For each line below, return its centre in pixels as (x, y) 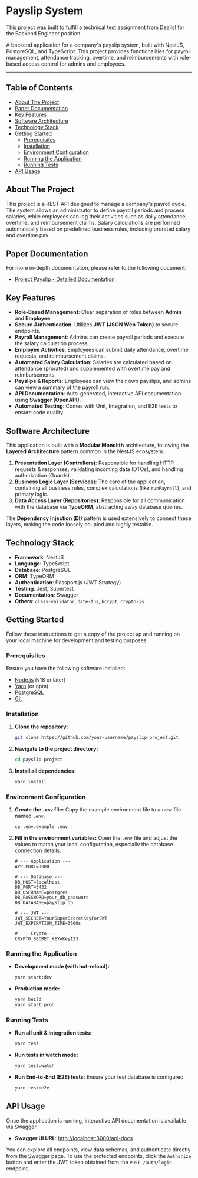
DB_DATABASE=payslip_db (44, 903)
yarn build (28, 999)
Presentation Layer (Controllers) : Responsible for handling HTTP (94, 463)
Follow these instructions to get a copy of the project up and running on (93, 634)
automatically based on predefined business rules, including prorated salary (98, 229)
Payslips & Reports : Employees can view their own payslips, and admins (103, 381)
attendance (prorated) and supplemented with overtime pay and (93, 369)
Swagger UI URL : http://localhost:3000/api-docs (74, 1138)
